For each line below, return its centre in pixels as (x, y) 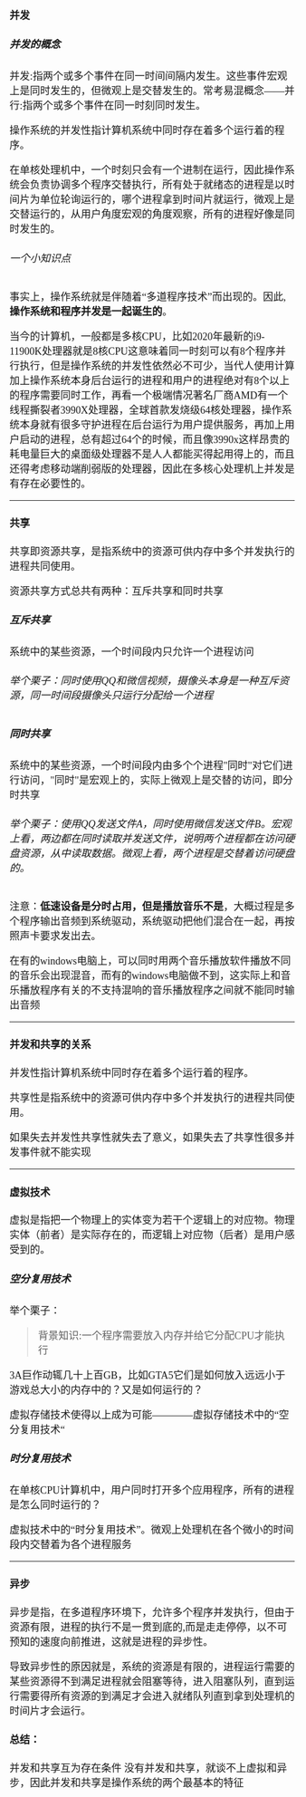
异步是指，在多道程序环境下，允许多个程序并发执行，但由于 (152, 1613)
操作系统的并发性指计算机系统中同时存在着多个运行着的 (142, 130)
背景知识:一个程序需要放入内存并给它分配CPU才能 (156, 1335)
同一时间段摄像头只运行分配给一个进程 (121, 696)
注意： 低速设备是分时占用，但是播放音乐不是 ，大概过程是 (147, 907)
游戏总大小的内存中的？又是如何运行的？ (106, 1389)
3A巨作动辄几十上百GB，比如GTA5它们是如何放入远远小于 (148, 1375)
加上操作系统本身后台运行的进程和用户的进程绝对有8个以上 (149, 380)
